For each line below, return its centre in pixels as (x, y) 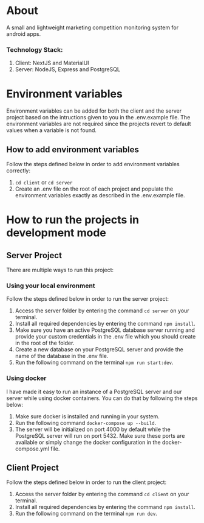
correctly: (19, 170)
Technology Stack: (35, 49)
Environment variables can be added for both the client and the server (94, 111)
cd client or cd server (44, 182)
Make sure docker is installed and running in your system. (87, 416)
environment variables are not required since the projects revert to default (99, 124)
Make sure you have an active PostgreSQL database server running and (105, 330)
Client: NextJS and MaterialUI (52, 63)
